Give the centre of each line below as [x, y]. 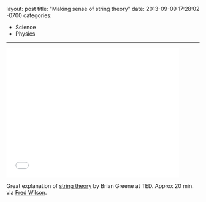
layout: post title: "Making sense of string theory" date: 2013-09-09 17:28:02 [103, 9]
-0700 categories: [29, 15]
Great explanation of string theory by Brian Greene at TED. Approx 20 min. [100, 186]
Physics [25, 34]
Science [25, 27]
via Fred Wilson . [27, 193]
